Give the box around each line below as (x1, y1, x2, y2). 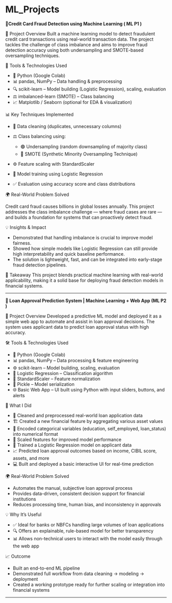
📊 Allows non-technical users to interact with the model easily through (12, 535, 163, 541)
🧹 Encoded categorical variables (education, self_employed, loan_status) (12, 425, 166, 432)
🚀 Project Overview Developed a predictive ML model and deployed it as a (5, 313, 162, 319)
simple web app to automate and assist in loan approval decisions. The (5, 318, 155, 325)
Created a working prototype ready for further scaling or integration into (12, 581, 165, 588)
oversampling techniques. (5, 52, 60, 59)
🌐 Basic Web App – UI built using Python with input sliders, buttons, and (12, 386, 165, 393)
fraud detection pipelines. (12, 261, 68, 268)
